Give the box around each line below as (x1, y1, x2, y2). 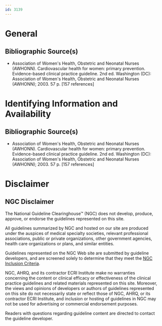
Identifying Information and (5, 98, 118, 109)
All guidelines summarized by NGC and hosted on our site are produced (5, 225, 149, 231)
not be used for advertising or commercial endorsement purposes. (5, 301, 138, 307)
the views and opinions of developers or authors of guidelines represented (5, 285, 154, 291)
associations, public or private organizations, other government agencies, (5, 235, 152, 241)
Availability (5, 108, 51, 119)
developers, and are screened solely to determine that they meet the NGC (5, 255, 153, 261)
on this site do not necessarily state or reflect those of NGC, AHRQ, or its (5, 290, 150, 296)
